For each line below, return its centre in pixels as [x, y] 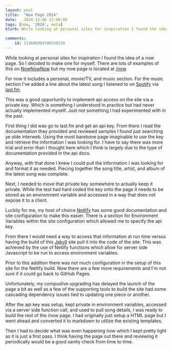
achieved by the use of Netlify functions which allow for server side [77, 247]
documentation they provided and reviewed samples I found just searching [84, 131]
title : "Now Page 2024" [32, 15]
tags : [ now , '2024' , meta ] [34, 24]
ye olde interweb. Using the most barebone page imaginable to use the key [84, 137]
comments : [16, 38]
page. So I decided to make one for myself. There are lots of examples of [82, 63]
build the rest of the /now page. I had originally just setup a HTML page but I [86, 315]
